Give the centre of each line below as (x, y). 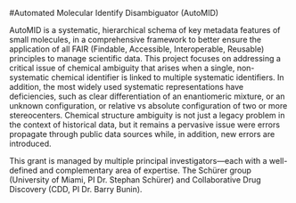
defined (24, 170)
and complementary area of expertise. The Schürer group (146, 170)
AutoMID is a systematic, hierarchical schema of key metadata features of (145, 30)
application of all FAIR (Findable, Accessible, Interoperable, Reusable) (137, 49)
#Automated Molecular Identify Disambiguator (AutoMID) (114, 13)
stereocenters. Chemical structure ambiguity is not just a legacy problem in (147, 115)
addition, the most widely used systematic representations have (126, 87)
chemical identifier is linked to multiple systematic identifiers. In (168, 77)
